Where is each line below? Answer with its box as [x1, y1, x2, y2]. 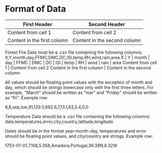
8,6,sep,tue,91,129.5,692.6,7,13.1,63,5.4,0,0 [5, 104, 88, 110]
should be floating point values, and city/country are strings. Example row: [5, 133, 153, 139]
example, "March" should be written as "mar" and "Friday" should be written [5, 90, 158, 95]
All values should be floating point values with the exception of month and [5, 79, 152, 85]
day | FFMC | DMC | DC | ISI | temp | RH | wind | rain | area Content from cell [5, 60, 157, 65]
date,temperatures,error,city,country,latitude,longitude [5, 119, 114, 124]
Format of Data [5, 3, 66, 15]
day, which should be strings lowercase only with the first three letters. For [5, 84, 154, 90]
